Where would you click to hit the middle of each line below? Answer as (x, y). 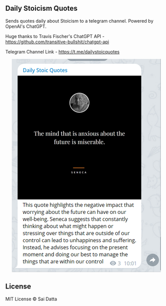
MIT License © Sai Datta (31, 299)
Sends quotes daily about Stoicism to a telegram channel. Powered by (79, 21)
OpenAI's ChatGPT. (26, 26)
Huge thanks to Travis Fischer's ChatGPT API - (55, 36)
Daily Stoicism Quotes (42, 8)
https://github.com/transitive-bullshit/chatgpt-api (57, 42)
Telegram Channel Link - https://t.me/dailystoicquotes (62, 51)
